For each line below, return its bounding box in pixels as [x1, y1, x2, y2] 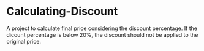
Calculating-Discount [6, 4, 118, 18]
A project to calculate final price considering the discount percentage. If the [6, 25, 198, 32]
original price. [6, 37, 42, 45]
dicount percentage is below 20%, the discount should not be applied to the [6, 31, 198, 38]
